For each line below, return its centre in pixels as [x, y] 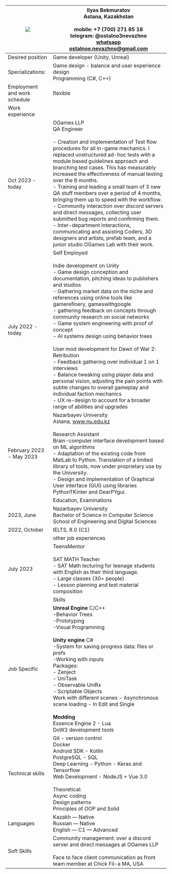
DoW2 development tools [83, 730]
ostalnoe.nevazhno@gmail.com [109, 48]
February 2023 [26, 450]
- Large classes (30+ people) [89, 578]
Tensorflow [67, 770]
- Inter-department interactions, [92, 225]
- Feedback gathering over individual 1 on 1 [106, 362]
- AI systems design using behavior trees [103, 336]
